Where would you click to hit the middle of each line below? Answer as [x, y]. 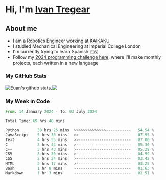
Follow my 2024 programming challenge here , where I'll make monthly [87, 57]
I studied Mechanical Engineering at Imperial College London [77, 46]
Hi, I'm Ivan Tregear [48, 9]
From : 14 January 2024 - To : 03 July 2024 [51, 112]
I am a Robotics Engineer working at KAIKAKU [61, 41]
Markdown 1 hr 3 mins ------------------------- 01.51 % [80, 173]
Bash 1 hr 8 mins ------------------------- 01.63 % [80, 168]
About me [21, 28]
